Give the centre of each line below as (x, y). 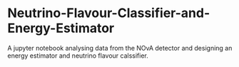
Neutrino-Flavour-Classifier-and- (109, 13)
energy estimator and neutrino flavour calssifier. (78, 56)
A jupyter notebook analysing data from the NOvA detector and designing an (120, 48)
